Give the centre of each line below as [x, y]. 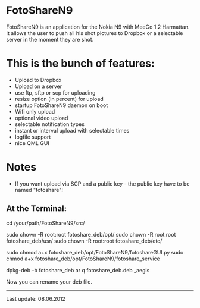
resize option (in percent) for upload [59, 99]
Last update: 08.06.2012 [36, 298]
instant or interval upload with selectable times [72, 130]
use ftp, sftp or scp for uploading [55, 92]
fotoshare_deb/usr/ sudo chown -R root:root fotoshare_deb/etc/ [84, 241]
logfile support [33, 137]
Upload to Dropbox [38, 80]
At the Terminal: [37, 209]
